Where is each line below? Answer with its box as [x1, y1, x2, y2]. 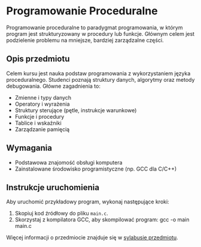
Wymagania [6, 143, 53, 153]
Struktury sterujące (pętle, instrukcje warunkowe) [14, 106, 137, 114]
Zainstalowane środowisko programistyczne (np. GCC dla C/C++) [14, 165, 177, 172]
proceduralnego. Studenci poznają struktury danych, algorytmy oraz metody [6, 76, 195, 83]
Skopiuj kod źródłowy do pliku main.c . [14, 210, 109, 217]
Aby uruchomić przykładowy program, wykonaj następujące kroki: [6, 198, 169, 205]
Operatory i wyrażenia [14, 100, 70, 107]
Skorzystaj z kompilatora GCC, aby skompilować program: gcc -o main [14, 216, 190, 223]
